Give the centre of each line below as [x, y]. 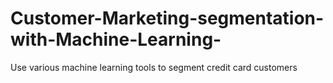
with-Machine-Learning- [116, 39]
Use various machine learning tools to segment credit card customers [154, 67]
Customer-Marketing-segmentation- [167, 18]
